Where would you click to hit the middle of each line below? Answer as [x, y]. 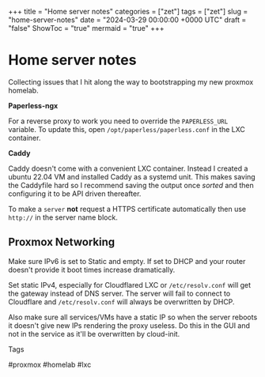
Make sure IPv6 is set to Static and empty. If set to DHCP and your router [127, 261]
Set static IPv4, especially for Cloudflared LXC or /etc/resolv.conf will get [130, 285]
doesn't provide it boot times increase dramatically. [92, 270]
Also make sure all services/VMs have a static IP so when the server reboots [133, 317]
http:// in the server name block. [63, 217]
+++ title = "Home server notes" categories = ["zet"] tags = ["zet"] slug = [128, 11]
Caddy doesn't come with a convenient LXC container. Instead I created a [128, 168]
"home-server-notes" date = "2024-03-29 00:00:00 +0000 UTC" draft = [127, 20]
